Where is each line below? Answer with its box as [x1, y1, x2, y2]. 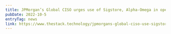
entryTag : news [5, 16, 38, 21]
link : [5, 21, 17, 26]
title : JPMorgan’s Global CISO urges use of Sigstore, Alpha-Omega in [5, 7, 158, 12]
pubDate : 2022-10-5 [5, 12, 47, 17]
